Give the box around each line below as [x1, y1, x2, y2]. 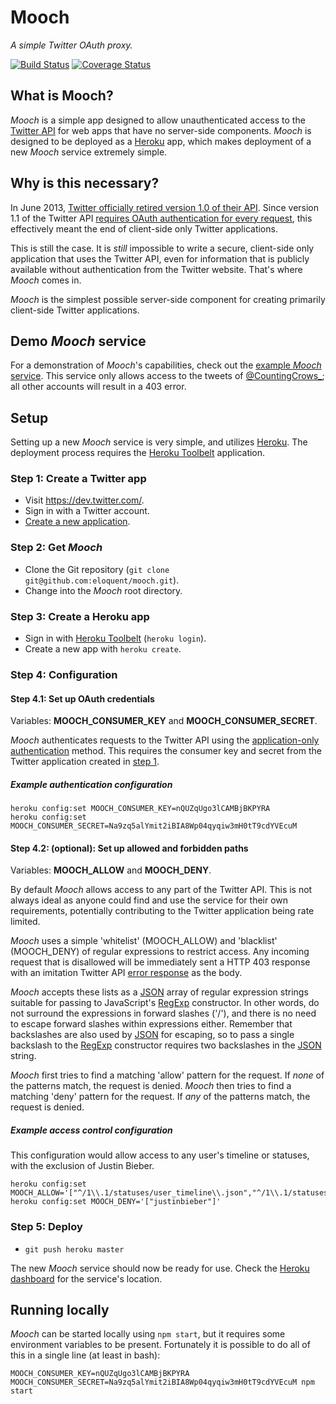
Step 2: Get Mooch [10, 541, 103, 555]
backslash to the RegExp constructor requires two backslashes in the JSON [10, 1039, 322, 1051]
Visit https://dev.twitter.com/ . [24, 494, 145, 506]
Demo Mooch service [10, 332, 147, 350]
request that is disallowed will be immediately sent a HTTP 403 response [10, 956, 311, 968]
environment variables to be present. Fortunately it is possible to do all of [10, 1339, 311, 1351]
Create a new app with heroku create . [24, 643, 182, 655]
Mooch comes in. [10, 274, 82, 286]
